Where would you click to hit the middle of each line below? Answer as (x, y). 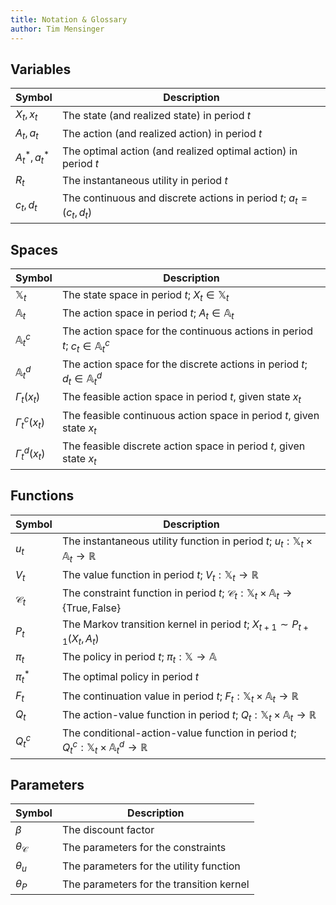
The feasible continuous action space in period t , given (190, 415)
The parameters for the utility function (151, 866)
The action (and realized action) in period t (162, 134)
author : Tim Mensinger (57, 29)
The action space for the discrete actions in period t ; (184, 364)
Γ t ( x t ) (28, 398)
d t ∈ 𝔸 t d (82, 378)
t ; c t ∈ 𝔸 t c (85, 346)
